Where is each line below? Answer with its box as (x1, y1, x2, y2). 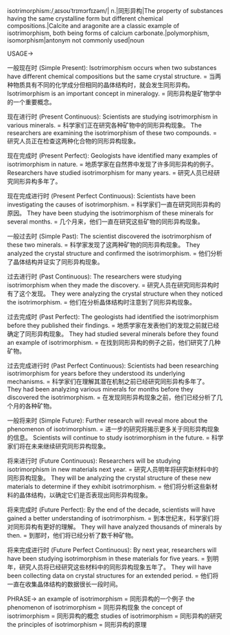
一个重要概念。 (12, 98, 56, 106)
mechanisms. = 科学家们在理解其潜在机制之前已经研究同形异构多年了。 (7, 377, 209, 385)
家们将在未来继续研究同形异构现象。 (7, 442, 110, 450)
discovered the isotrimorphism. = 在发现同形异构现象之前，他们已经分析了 (7, 394, 217, 401)
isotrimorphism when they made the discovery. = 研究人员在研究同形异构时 (7, 281, 220, 289)
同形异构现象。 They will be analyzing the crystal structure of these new (7, 474, 211, 482)
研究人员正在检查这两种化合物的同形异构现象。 (7, 137, 139, 145)
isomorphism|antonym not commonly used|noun (7, 36, 145, 44)
